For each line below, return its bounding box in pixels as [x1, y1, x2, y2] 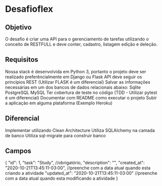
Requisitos [5, 56, 38, 64]
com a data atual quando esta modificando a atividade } [5, 176, 118, 182]
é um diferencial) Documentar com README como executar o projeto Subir [5, 94, 157, 100]
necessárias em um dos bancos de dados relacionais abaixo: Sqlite [5, 84, 141, 90]
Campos [5, 147, 31, 155]
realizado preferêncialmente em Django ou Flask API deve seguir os [5, 74, 142, 80]
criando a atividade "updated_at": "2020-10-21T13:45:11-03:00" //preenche [5, 170, 158, 176]
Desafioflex [5, 3, 54, 15]
